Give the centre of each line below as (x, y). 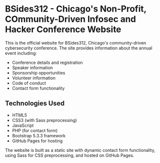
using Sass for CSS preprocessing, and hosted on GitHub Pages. (70, 155)
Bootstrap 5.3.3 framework (39, 135)
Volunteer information (34, 78)
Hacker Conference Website (63, 30)
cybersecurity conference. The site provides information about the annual (79, 48)
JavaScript (23, 125)
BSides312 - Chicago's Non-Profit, (76, 9)
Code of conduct (29, 83)
